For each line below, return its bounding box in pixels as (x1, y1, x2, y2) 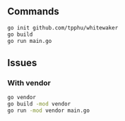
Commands (7, 6, 60, 18)
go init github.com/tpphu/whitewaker (7, 24, 119, 31)
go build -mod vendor (7, 101, 71, 108)
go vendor (7, 94, 37, 101)
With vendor (7, 77, 51, 87)
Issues (7, 56, 37, 69)
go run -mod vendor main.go (7, 107, 90, 114)
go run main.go (7, 37, 52, 44)
